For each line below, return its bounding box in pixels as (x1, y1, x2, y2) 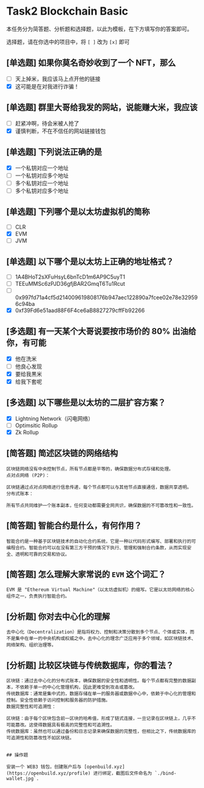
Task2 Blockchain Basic (6, 4, 129, 18)
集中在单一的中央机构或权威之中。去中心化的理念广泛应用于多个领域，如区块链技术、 (15, 636, 196, 642)
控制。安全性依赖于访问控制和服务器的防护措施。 (6, 697, 110, 703)
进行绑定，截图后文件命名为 (93, 770, 152, 776)
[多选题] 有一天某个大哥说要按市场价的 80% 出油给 (6, 326, 196, 336)
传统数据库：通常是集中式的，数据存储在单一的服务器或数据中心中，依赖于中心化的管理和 (6, 690, 196, 697)
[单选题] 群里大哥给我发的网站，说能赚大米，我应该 (6, 102, 198, 113)
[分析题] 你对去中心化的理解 (6, 611, 110, 622)
